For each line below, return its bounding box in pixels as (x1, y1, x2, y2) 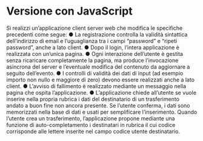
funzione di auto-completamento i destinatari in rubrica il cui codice (6, 121, 176, 128)
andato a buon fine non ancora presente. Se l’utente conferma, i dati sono (6, 101, 190, 109)
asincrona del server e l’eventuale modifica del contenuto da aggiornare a (6, 63, 190, 70)
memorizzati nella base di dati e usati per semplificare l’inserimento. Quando (6, 108, 198, 115)
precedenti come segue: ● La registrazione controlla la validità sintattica (6, 30, 188, 38)
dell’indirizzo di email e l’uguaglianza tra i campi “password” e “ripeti (6, 37, 178, 44)
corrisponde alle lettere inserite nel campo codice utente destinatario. (6, 128, 181, 135)
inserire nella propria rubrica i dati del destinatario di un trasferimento (6, 95, 180, 103)
